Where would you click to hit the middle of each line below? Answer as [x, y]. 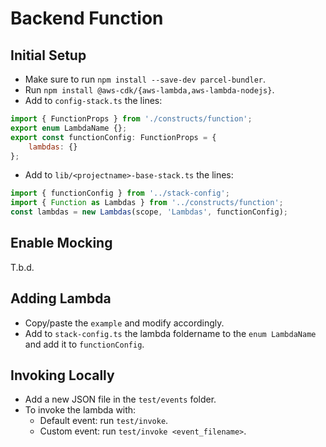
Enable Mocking [61, 243]
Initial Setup [48, 55]
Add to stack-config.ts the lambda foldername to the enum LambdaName [170, 333]
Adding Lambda [61, 298]
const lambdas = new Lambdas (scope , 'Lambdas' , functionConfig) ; [149, 212]
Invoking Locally [62, 375]
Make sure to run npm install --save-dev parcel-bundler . [145, 79]
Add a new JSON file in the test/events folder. [120, 399]
